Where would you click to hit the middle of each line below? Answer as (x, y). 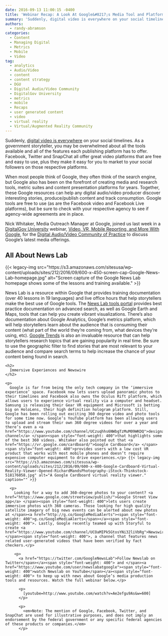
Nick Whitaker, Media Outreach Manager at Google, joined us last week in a (83, 224)
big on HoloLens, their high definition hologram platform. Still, (77, 410)
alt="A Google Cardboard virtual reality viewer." (92, 475)
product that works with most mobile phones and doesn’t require (74, 453)
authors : (14, 24)
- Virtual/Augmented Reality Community (51, 126)
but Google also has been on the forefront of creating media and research (81, 182)
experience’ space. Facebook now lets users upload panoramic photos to (82, 392)
